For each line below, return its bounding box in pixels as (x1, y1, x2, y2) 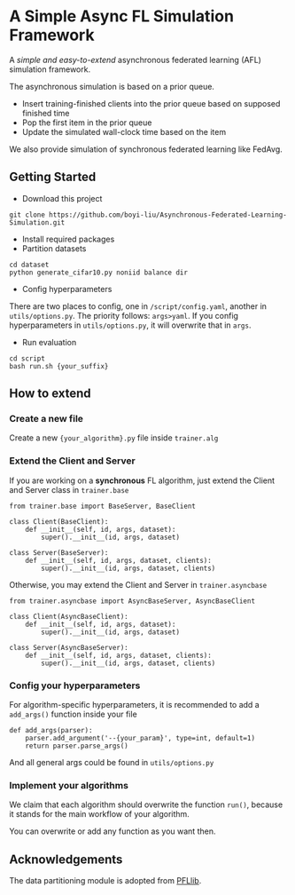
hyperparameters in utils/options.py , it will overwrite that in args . (9, 320, 252, 330)
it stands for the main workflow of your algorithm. (9, 809, 190, 820)
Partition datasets (21, 242, 87, 254)
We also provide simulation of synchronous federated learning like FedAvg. (9, 144, 283, 154)
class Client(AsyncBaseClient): (9, 612, 128, 621)
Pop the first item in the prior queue (21, 117, 152, 128)
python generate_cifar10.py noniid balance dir (9, 268, 189, 277)
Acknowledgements (9, 851, 123, 867)
